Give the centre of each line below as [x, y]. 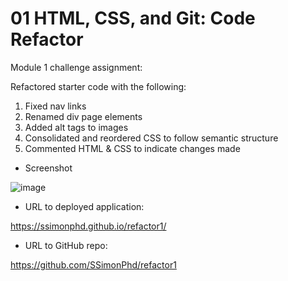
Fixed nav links [55, 106]
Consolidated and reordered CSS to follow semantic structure [151, 138]
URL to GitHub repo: [66, 245]
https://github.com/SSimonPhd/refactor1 [93, 264]
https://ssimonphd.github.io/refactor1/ [88, 226]
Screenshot [48, 168]
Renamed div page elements [83, 116]
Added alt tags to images [76, 127]
